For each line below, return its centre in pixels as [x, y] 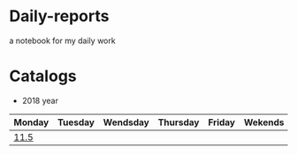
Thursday [179, 122]
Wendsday [126, 122]
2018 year [40, 100]
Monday [31, 122]
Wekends [264, 122]
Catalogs [43, 76]
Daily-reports [59, 16]
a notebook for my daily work [63, 41]
